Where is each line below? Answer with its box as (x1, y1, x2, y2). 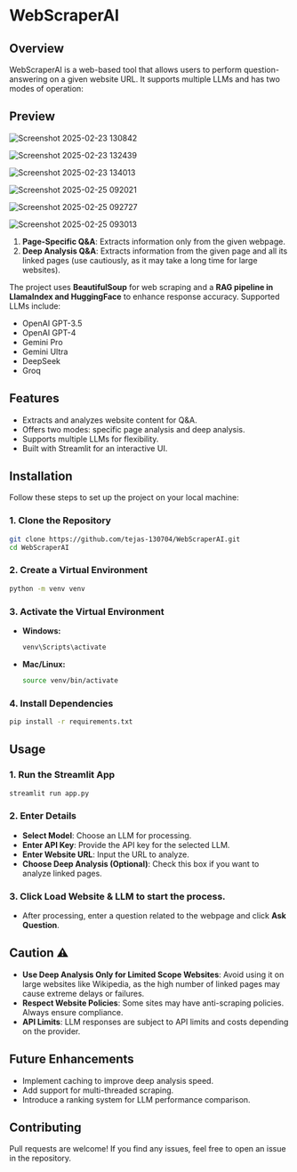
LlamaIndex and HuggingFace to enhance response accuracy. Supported (9, 291, 280, 302)
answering (9, 74, 48, 85)
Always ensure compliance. (21, 1006, 124, 1017)
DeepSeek (21, 355, 60, 366)
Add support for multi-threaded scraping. (21, 1085, 174, 1095)
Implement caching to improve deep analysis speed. (21, 1075, 214, 1086)
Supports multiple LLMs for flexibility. (21, 433, 159, 444)
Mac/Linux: (21, 659, 66, 669)
